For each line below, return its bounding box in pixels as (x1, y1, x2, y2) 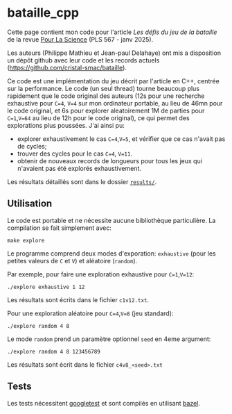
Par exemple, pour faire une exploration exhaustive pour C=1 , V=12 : (7, 270, 195, 279)
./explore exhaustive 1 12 (7, 283, 85, 290)
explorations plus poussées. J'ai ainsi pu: (7, 121, 125, 129)
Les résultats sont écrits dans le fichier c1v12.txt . (7, 295, 150, 304)
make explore (7, 237, 45, 244)
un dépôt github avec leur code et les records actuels (7, 56, 160, 64)
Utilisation (7, 198, 53, 210)
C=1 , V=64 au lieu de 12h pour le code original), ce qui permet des (7, 113, 190, 122)
